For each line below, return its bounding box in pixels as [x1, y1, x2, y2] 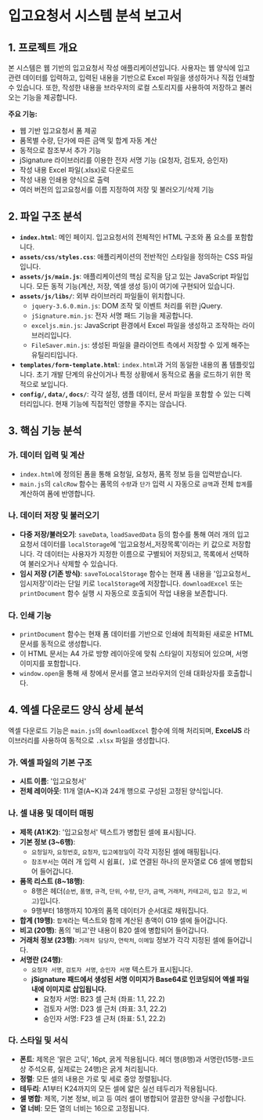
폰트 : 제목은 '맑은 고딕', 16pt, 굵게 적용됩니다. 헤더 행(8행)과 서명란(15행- [19, 1054, 242, 1063]
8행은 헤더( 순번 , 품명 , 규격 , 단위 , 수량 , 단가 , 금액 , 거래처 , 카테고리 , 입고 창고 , [31, 886, 240, 896]
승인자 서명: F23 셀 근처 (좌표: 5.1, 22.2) [42, 1013, 166, 1023]
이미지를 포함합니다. [19, 659, 81, 668]
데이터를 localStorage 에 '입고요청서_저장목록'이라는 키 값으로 [40, 539, 231, 549]
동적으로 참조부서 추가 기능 [19, 146, 102, 155]
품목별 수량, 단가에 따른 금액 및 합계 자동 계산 [19, 136, 158, 145]
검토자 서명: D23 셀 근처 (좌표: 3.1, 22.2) [42, 1004, 167, 1013]
